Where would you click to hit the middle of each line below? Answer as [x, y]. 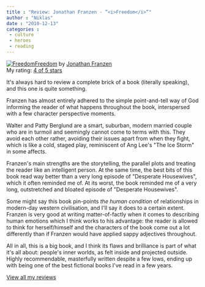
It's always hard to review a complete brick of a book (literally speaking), [98, 82]
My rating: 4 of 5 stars [34, 70]
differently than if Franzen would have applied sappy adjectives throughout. [102, 234]
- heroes [20, 40]
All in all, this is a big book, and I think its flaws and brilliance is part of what [102, 245]
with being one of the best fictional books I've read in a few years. [90, 265]
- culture [21, 35]
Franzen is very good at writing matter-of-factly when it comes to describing [103, 214]
